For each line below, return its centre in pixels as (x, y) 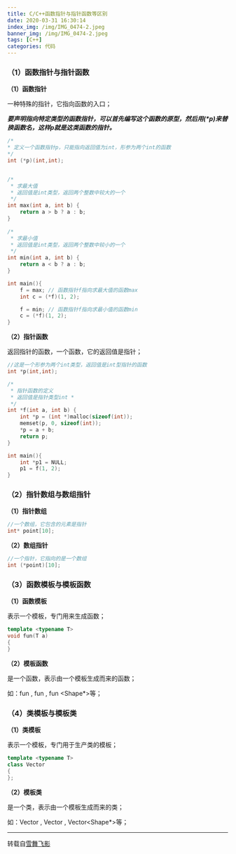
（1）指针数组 (27, 511)
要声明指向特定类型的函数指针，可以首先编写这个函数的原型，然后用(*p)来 (114, 119)
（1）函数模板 (27, 601)
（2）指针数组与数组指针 (49, 495)
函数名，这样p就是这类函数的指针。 (64, 128)
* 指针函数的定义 (32, 391)
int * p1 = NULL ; (44, 462)
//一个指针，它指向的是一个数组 (47, 559)
